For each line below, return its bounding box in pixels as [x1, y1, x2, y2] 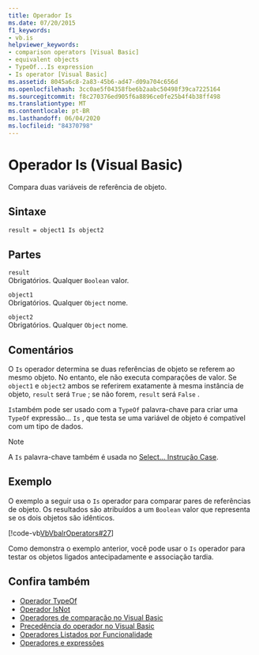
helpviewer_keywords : [8, 41, 80, 49]
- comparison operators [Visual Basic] [8, 48, 140, 56]
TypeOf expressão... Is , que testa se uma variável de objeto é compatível [8, 413, 246, 422]
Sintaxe [8, 205, 47, 218]
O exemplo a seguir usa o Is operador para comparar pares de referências [8, 496, 251, 505]
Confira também [8, 575, 91, 589]
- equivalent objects [8, 56, 80, 64]
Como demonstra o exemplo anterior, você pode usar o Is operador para [8, 543, 246, 553]
